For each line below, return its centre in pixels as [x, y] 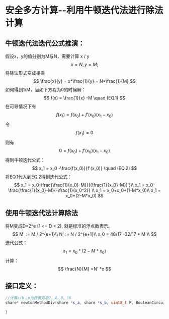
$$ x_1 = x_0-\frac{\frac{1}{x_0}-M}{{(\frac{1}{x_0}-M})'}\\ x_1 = [79, 185]
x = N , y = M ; [84, 64]
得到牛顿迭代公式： [25, 160]
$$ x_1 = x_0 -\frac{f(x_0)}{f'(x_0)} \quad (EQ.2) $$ [84, 168]
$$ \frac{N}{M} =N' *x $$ [84, 269]
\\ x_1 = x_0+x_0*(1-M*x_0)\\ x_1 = [126, 190]
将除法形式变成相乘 [25, 73]
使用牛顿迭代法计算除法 [41, 213]
